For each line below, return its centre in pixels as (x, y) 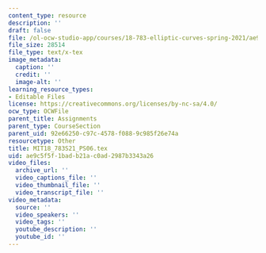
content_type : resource (47, 15)
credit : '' (33, 75)
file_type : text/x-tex (46, 52)
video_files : (30, 163)
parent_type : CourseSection (55, 126)
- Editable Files (37, 97)
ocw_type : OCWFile (38, 112)
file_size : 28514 (37, 45)
